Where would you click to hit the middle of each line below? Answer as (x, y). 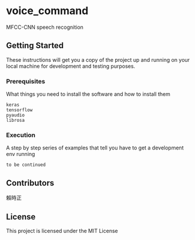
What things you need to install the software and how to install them (88, 94)
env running (21, 154)
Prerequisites (26, 81)
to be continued (26, 165)
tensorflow (19, 110)
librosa (16, 121)
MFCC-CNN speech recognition (45, 27)
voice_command (47, 11)
